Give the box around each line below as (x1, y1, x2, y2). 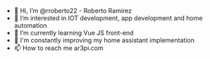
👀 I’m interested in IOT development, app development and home (13, 14, 203, 22)
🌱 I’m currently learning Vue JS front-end (13, 28, 134, 37)
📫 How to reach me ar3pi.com (13, 44, 104, 52)
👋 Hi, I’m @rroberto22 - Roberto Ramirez (13, 7, 132, 15)
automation (13, 22, 47, 29)
